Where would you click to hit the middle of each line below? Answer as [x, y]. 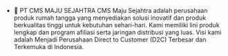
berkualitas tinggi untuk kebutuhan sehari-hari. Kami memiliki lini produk [116, 25]
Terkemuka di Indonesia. [49, 47]
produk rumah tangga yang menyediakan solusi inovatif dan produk [110, 18]
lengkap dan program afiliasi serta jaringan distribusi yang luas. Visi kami [117, 32]
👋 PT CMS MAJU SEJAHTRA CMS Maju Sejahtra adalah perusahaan [111, 11]
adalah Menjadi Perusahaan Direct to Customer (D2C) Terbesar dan [110, 40]
